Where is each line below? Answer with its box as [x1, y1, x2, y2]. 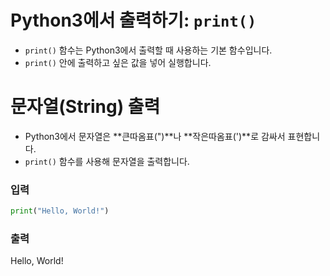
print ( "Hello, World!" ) [10, 206, 110, 216]
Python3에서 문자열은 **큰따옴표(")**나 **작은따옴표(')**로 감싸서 [24, 130, 286, 142]
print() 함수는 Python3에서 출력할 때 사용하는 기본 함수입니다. [24, 44, 273, 56]
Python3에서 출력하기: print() [10, 9, 257, 32]
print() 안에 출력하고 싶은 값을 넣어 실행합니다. [24, 56, 212, 68]
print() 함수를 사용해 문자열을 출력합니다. [24, 155, 190, 167]
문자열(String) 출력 [10, 96, 161, 118]
